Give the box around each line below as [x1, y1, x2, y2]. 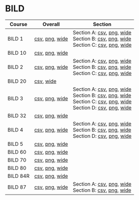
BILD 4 [7, 126, 24, 133]
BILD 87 [7, 183, 27, 190]
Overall [42, 21, 60, 28]
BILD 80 [7, 165, 27, 171]
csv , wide [34, 77, 57, 84]
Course [9, 21, 28, 28]
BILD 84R [7, 172, 30, 179]
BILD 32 [7, 112, 27, 119]
